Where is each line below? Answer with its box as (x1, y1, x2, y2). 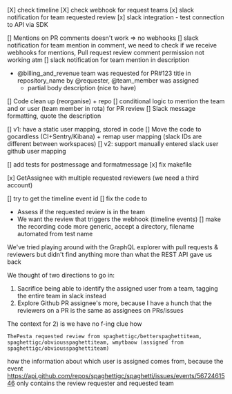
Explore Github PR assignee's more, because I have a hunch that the (17, 299, 213, 307)
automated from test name (17, 230, 93, 238)
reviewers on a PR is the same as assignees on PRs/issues (17, 307, 184, 314)
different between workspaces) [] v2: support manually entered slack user (7, 140, 219, 147)
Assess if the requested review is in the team (17, 208, 145, 216)
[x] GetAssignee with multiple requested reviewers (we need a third (7, 174, 199, 182)
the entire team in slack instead (17, 292, 107, 300)
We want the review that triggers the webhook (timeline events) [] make (17, 215, 221, 223)
